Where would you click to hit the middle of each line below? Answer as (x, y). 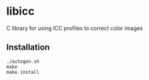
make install (23, 72)
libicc (20, 11)
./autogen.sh (23, 61)
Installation (28, 47)
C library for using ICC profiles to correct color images (75, 28)
